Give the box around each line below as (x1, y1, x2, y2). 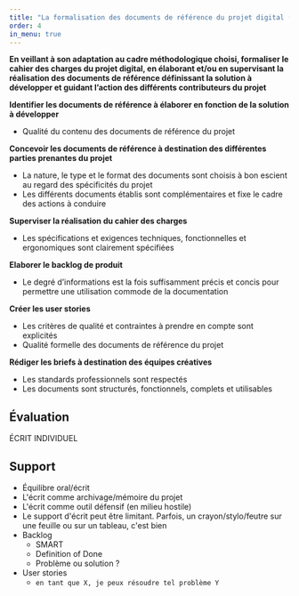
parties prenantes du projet (9, 153, 113, 164)
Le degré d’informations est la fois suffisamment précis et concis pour (21, 277, 279, 287)
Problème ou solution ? (35, 558, 120, 568)
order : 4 (9, 21, 42, 30)
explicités (21, 330, 58, 341)
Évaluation (9, 409, 69, 424)
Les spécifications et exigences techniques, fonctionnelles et (21, 233, 246, 244)
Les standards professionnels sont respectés (21, 375, 188, 385)
